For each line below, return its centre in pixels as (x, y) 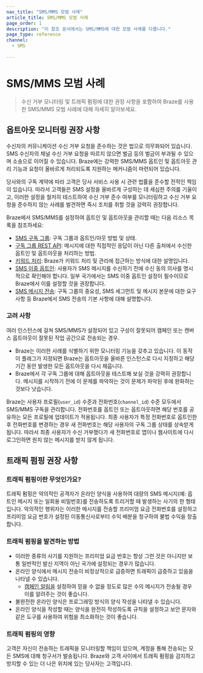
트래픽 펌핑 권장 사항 (42, 461)
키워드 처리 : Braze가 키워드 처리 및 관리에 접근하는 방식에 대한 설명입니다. (102, 261)
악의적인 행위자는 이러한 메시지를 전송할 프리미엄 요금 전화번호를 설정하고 (111, 509)
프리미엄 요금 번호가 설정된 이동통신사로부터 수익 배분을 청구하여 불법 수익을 (96, 517)
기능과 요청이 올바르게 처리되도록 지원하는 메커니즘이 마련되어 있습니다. (97, 168)
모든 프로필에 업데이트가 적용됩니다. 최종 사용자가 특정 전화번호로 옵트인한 (110, 416)
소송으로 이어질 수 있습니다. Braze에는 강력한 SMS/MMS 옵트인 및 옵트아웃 (101, 161)
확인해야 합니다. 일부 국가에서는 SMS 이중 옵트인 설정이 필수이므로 (110, 276)
